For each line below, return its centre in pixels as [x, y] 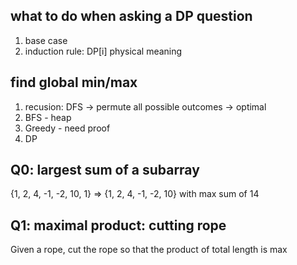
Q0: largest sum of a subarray [105, 170]
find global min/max [74, 82]
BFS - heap [48, 117]
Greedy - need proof [67, 128]
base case [46, 40]
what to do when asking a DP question [131, 16]
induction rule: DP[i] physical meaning [103, 51]
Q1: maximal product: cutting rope [118, 225]
